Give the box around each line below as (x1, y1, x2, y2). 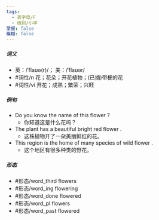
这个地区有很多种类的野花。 (23, 146, 93, 154)
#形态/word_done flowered (14, 192, 82, 200)
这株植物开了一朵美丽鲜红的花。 (23, 133, 103, 140)
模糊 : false (6, 31, 34, 37)
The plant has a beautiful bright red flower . (14, 126, 122, 133)
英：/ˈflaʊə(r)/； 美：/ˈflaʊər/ (14, 66, 85, 74)
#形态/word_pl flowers (14, 200, 71, 207)
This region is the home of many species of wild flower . (14, 139, 154, 146)
